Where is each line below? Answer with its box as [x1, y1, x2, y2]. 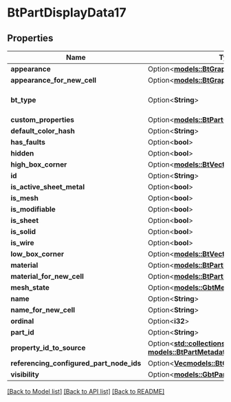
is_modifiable [10, 204, 56, 214]
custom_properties [10, 115, 74, 125]
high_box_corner [10, 160, 67, 169]
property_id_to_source [10, 343, 86, 352]
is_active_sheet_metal [10, 182, 85, 191]
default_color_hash [10, 126, 76, 136]
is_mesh [10, 193, 39, 202]
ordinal [10, 317, 34, 326]
